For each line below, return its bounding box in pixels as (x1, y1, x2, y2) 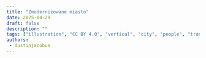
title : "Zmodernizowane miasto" (6, 8, 89, 15)
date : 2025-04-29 (6, 14, 51, 21)
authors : (6, 37, 29, 43)
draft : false (6, 20, 40, 26)
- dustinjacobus (9, 43, 51, 49)
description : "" (6, 25, 48, 32)
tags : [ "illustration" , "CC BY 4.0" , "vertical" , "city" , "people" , (6, 31, 185, 37)
